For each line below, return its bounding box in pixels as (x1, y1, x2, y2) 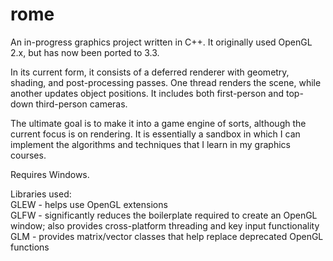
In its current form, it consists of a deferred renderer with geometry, (10, 66, 290, 78)
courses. (10, 149, 47, 161)
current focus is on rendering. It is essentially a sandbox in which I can (10, 128, 301, 140)
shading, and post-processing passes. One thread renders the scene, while (10, 76, 322, 88)
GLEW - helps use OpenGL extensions (10, 198, 168, 210)
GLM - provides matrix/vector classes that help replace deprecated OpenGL (10, 230, 324, 242)
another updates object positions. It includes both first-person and (10, 87, 285, 99)
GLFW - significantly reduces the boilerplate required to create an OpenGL (10, 209, 318, 221)
